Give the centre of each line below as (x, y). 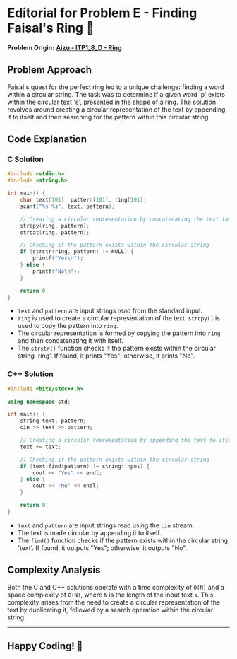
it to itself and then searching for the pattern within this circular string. (109, 117)
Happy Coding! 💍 (45, 646)
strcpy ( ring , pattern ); (55, 226)
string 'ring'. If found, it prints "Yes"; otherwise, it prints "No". (106, 356)
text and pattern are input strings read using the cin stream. (106, 525)
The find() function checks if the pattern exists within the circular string (122, 540)
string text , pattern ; (53, 421)
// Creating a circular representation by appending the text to (118, 441)
